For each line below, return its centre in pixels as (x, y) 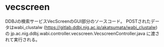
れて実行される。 (23, 39)
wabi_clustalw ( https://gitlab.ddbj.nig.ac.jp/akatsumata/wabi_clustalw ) (85, 27)
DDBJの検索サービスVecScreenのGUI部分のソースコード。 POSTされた (78, 21)
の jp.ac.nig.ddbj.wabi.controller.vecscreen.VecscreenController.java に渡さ (82, 33)
